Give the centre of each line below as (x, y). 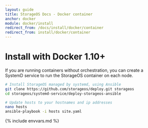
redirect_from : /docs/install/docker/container (54, 28)
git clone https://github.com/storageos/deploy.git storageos (70, 89)
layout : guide (20, 10)
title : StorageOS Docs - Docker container (49, 14)
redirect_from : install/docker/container (48, 32)
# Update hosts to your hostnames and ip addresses (59, 102)
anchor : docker (21, 19)
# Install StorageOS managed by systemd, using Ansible (63, 84)
